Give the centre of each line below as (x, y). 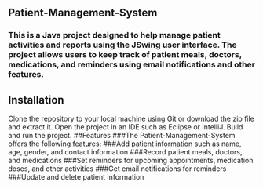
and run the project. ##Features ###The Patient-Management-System (122, 136)
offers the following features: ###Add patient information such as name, (125, 144)
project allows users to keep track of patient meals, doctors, (125, 55)
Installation (36, 100)
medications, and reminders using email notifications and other (131, 64)
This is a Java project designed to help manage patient (115, 35)
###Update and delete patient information (76, 177)
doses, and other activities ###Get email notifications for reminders (117, 169)
